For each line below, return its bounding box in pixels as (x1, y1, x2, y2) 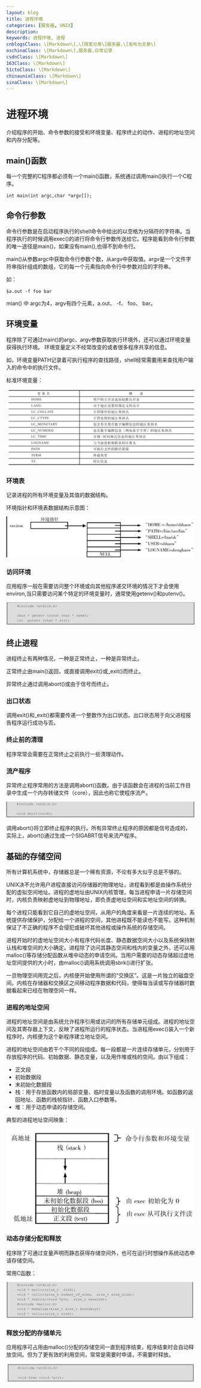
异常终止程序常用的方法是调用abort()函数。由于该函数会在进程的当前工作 (6, 781, 186, 789)
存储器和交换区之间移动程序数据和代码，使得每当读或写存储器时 (32, 979, 190, 987)
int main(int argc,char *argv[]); (6, 193, 93, 199)
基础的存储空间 (6, 851, 62, 861)
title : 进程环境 (6, 16, 43, 22)
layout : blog (6, 10, 39, 16)
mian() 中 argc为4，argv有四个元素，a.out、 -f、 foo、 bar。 (6, 299, 156, 307)
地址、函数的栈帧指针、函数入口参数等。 (20, 1096, 120, 1104)
